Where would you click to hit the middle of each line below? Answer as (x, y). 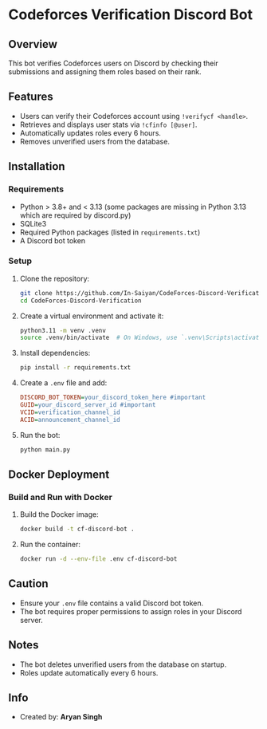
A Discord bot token (53, 240)
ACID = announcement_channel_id (70, 420)
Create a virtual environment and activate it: (92, 316)
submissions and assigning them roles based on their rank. (105, 72)
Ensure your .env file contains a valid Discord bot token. (112, 603)
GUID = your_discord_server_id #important (88, 405)
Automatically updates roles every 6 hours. (90, 132)
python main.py (45, 449)
